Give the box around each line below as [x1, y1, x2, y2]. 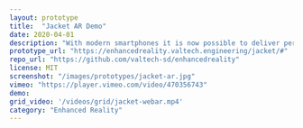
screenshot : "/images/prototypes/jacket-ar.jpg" [9, 72, 196, 81]
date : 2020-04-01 [9, 30, 75, 39]
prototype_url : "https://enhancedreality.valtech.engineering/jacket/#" [9, 47, 289, 56]
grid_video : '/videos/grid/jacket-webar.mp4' [9, 96, 183, 106]
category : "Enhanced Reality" [9, 105, 124, 114]
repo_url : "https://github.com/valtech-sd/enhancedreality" [9, 55, 241, 64]
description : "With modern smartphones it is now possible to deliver [9, 38, 280, 48]
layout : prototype [9, 13, 78, 23]
